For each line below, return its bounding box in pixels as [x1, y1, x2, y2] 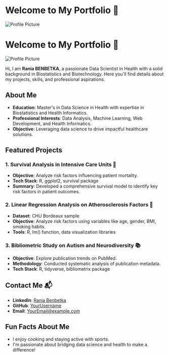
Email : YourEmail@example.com [12, 308, 80, 314]
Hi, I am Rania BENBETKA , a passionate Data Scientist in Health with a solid [5, 65, 163, 71]
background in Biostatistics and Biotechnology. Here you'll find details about [5, 71, 164, 77]
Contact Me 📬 [5, 281, 52, 290]
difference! [12, 346, 35, 353]
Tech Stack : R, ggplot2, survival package [12, 178, 99, 184]
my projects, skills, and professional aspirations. [5, 76, 105, 82]
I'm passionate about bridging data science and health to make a [12, 341, 147, 347]
